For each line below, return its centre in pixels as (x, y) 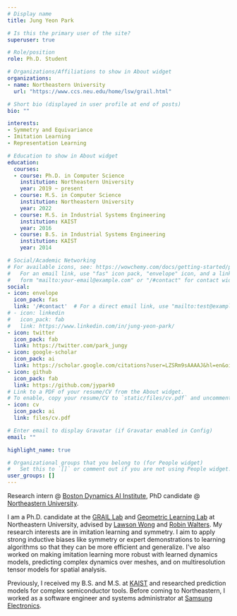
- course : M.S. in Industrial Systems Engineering (90, 215)
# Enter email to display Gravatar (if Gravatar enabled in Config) (110, 430)
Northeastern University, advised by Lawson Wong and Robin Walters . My (115, 524)
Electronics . (25, 605)
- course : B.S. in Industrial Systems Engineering (90, 235)
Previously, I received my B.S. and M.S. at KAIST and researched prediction (117, 583)
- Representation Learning (47, 143)
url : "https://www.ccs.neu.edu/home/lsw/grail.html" (93, 91)
